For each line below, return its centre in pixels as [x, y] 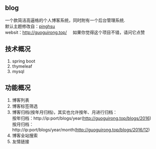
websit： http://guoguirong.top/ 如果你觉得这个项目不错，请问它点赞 [75, 32]
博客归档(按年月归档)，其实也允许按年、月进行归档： [65, 112]
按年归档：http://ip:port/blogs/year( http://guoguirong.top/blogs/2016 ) [82, 119]
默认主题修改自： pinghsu [30, 26]
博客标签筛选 [25, 106]
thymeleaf [22, 66]
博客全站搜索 [25, 135]
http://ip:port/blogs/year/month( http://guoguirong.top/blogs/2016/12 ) [81, 130]
